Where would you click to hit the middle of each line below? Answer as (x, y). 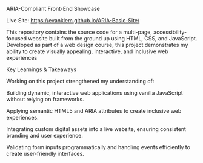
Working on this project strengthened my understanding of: (80, 81)
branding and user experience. (45, 136)
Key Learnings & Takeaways (42, 69)
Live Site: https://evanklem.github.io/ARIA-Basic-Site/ (73, 20)
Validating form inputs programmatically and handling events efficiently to (98, 147)
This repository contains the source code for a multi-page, (79, 32)
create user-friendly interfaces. (45, 154)
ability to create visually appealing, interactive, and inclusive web (87, 51)
